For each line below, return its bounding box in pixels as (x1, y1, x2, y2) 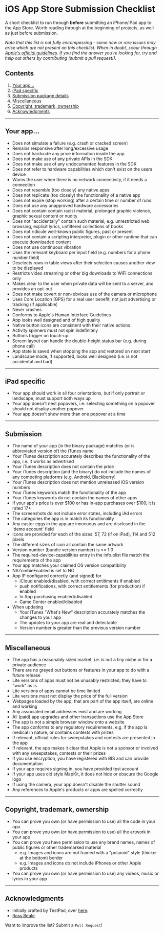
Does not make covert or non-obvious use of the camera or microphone (12, 291, 157, 297)
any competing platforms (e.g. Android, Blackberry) (12, 474, 116, 480)
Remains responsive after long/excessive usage (12, 145, 108, 151)
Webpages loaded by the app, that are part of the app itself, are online (12, 699, 154, 704)
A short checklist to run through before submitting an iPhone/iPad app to (5, 20, 152, 25)
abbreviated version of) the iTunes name (12, 448, 94, 454)
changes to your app (19, 614, 61, 620)
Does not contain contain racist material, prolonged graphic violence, (12, 208, 151, 213)
